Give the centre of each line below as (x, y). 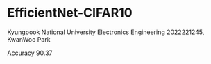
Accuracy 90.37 (30, 53)
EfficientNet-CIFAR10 (70, 13)
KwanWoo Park (29, 39)
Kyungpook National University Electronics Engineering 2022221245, (106, 32)
